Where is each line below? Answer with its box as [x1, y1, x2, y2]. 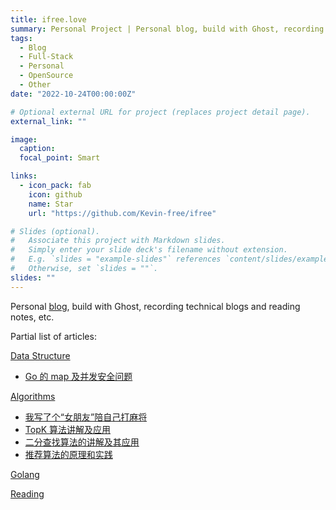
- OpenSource [19, 71, 74, 81]
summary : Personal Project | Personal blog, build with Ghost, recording [10, 24, 325, 34]
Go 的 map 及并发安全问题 [24, 370, 133, 382]
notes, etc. [10, 311, 55, 323]
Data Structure [10, 349, 71, 361]
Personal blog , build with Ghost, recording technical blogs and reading [10, 300, 301, 312]
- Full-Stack [19, 52, 74, 62]
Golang [10, 468, 40, 480]
